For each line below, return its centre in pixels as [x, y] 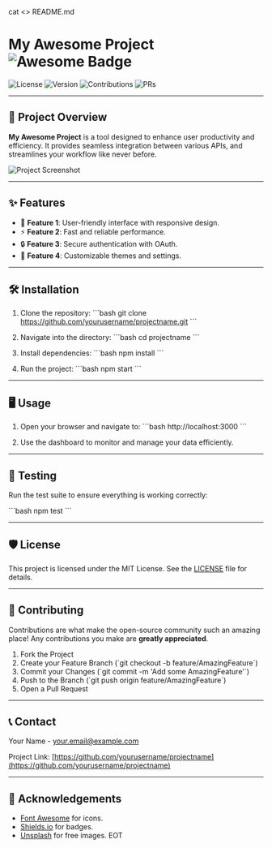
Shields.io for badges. [57, 827]
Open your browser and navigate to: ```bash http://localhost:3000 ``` [133, 427]
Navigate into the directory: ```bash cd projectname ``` [110, 338]
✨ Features [37, 203]
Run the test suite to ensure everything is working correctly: [108, 495]
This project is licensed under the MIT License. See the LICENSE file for [128, 568]
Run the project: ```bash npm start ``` [81, 369]
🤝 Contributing [46, 611]
